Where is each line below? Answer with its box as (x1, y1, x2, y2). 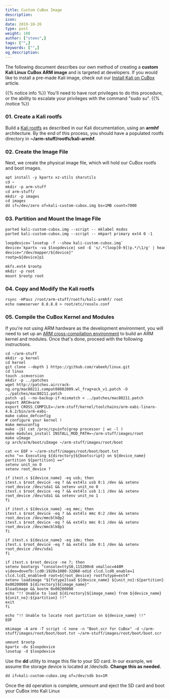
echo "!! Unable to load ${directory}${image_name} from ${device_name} (5, 590, 162, 596)
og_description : (5, 50, 39, 55)
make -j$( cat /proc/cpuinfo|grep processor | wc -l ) (5, 427, 123, 432)
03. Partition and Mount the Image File (5, 215, 101, 222)
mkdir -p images (5, 194, 39, 199)
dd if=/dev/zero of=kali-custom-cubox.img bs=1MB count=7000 (5, 203, 137, 208)
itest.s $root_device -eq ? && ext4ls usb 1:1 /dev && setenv (5, 488, 139, 494)
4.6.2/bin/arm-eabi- (5, 409, 49, 414)
